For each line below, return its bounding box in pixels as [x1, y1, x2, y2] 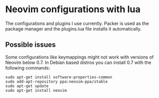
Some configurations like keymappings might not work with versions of [5, 54, 154, 60]
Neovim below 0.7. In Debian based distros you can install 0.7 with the [5, 59, 151, 66]
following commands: [5, 64, 50, 71]
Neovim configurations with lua [5, 4, 141, 15]
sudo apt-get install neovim [5, 88, 67, 93]
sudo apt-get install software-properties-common [5, 75, 113, 80]
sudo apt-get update [5, 83, 49, 88]
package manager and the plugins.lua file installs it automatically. [5, 25, 142, 31]
